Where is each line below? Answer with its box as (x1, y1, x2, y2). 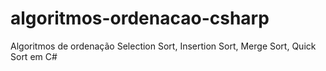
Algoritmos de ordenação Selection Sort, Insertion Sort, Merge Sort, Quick (10, 40, 317, 52)
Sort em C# (10, 50, 58, 62)
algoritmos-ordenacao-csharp (10, 7, 270, 30)
